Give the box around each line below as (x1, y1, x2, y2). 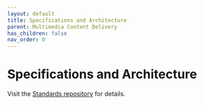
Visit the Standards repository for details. (7, 90, 126, 98)
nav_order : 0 (7, 36, 46, 43)
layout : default (7, 10, 55, 17)
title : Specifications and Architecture (7, 17, 128, 24)
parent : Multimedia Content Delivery (7, 23, 118, 30)
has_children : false (7, 29, 68, 37)
